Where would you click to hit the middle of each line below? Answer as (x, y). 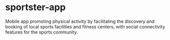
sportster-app (36, 7)
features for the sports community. (42, 32)
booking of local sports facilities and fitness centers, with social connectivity (85, 26)
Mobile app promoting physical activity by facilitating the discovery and (80, 21)
